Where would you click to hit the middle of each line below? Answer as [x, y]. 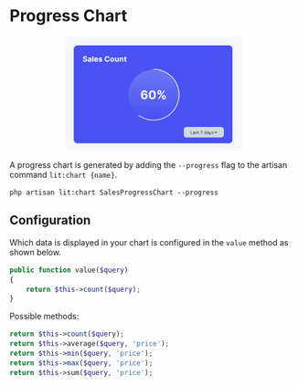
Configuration [50, 220]
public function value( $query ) [69, 270]
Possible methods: [44, 317]
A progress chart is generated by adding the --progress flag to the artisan [149, 164]
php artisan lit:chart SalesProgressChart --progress [114, 193]
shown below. [36, 252]
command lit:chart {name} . [64, 174]
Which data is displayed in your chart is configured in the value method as [149, 242]
